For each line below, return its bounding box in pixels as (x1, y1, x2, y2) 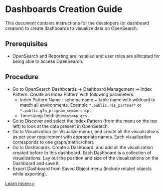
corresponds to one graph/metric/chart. (12, 139, 95, 145)
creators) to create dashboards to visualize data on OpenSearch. (5, 25, 138, 31)
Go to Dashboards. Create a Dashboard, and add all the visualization (12, 144, 153, 150)
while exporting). (12, 171, 47, 177)
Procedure (5, 73, 39, 81)
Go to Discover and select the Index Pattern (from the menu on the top (12, 118, 158, 124)
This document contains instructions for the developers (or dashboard (5, 20, 150, 26)
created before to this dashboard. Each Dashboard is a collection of (12, 150, 152, 156)
